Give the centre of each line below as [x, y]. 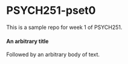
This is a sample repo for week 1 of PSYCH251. [64, 27]
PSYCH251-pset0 [51, 11]
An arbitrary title [27, 41]
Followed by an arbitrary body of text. [53, 54]
